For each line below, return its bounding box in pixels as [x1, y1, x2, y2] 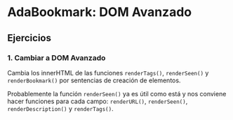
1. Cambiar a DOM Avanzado [7, 53, 106, 63]
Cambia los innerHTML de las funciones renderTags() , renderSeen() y [7, 68, 209, 77]
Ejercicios [7, 32, 51, 44]
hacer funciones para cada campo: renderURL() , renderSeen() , [7, 97, 188, 105]
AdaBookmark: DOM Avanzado [7, 4, 192, 20]
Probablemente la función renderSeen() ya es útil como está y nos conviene [7, 89, 227, 98]
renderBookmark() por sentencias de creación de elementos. [7, 76, 181, 84]
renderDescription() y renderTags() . [7, 104, 114, 112]
